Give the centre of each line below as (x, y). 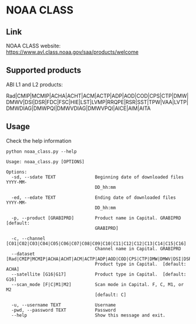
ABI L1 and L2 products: (34, 84)
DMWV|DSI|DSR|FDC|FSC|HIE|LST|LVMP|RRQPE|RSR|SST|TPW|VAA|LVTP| (97, 102)
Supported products (44, 70)
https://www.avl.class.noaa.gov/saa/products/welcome (72, 52)
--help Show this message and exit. (88, 315)
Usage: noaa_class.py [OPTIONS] (45, 161)
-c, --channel (28, 238)
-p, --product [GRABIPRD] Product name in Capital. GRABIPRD (96, 218)
